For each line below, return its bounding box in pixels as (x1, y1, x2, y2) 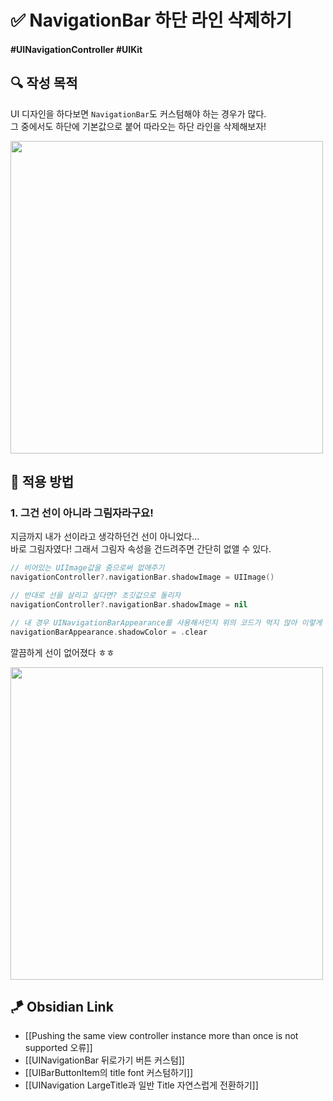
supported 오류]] (24, 1042, 93, 1054)
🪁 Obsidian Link (10, 998, 114, 1015)
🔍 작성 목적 (10, 75, 78, 92)
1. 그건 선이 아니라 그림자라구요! (10, 506, 154, 520)
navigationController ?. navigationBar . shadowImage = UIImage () (10, 572, 275, 583)
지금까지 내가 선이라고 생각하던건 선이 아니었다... (10, 531, 200, 543)
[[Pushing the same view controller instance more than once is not (24, 1030, 299, 1042)
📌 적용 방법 (10, 473, 75, 490)
